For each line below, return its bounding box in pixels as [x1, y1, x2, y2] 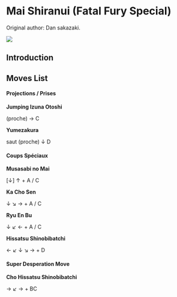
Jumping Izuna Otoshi [6, 103, 62, 110]
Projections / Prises [6, 90, 56, 97]
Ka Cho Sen [6, 188, 36, 196]
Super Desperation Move [6, 260, 70, 268]
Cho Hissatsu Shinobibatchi [6, 274, 77, 281]
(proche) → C [6, 115, 40, 122]
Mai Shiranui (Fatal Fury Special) [6, 4, 172, 18]
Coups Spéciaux [6, 152, 48, 159]
